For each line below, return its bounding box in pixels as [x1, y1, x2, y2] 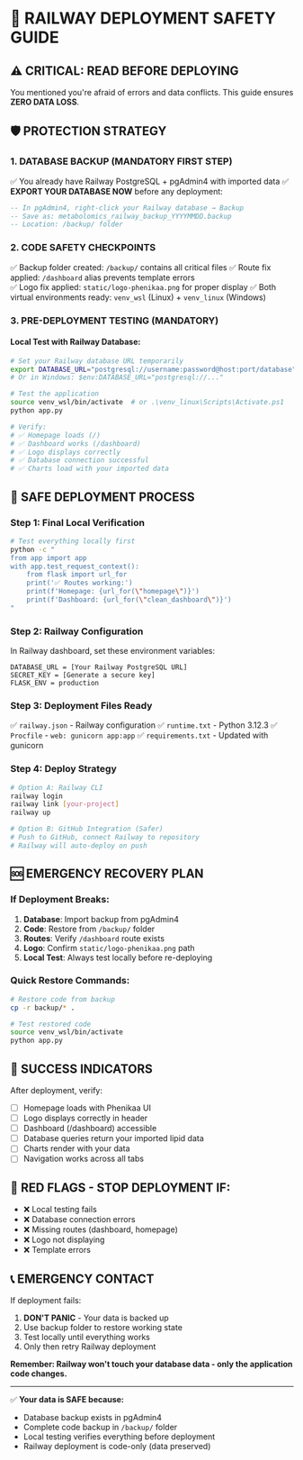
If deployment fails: [10, 1294, 82, 1305]
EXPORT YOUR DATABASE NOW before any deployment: [10, 186, 223, 196]
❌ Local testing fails [22, 1204, 97, 1215]
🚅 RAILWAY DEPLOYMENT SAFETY [10, 8, 277, 29]
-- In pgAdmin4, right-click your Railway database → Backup [10, 203, 245, 213]
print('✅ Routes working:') [26, 578, 133, 588]
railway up [10, 808, 51, 818]
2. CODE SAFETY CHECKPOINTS [10, 241, 156, 254]
